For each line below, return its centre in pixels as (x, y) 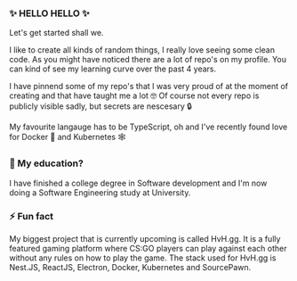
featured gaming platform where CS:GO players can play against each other (148, 248)
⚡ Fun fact (32, 216)
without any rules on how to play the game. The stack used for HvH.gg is (143, 258)
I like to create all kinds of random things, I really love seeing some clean (142, 50)
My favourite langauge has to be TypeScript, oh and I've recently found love (148, 127)
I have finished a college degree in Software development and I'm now (138, 183)
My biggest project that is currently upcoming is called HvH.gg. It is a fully (145, 238)
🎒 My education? (47, 163)
